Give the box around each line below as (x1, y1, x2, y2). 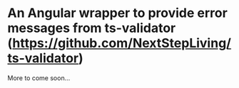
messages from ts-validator (7, 20, 176, 36)
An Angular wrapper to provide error (7, 5, 228, 21)
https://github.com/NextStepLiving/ (12, 35, 232, 51)
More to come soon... (7, 73, 71, 82)
